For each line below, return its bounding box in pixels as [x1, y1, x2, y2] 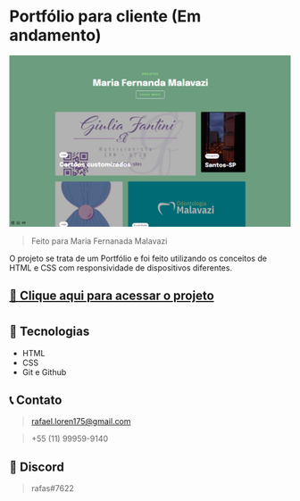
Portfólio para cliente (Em [9, 6, 202, 27]
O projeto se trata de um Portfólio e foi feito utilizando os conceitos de [9, 253, 268, 263]
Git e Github [21, 366, 67, 377]
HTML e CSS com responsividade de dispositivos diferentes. [9, 262, 233, 273]
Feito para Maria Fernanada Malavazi [30, 235, 168, 246]
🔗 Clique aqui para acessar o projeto [9, 288, 214, 303]
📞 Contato [9, 392, 62, 407]
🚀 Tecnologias [9, 324, 90, 339]
